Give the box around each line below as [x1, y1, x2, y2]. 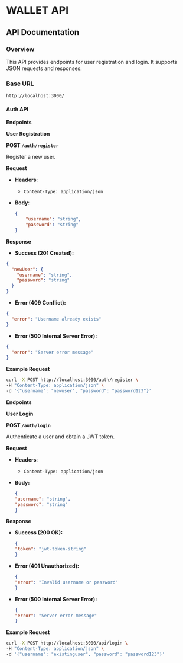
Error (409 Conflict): [14, 299, 66, 306]
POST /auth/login [6, 421, 51, 428]
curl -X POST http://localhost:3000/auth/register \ [6, 377, 139, 383]
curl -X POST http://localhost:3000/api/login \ [6, 640, 128, 646]
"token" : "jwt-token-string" [14, 546, 87, 552]
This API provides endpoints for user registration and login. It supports [6, 58, 177, 65]
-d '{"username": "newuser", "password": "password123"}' [6, 388, 152, 394]
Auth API [6, 105, 28, 113]
